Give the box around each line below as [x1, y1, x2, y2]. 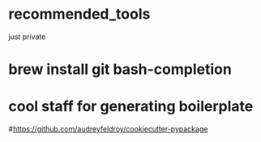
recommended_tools [8, 5, 151, 24]
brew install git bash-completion [8, 60, 233, 79]
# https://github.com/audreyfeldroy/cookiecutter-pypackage [8, 124, 208, 134]
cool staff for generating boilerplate [8, 97, 254, 116]
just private [8, 32, 46, 41]
